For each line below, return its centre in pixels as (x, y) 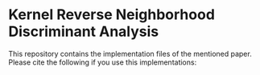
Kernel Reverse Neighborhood (112, 15)
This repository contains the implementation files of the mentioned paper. (130, 53)
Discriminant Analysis (84, 32)
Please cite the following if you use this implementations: (103, 62)
